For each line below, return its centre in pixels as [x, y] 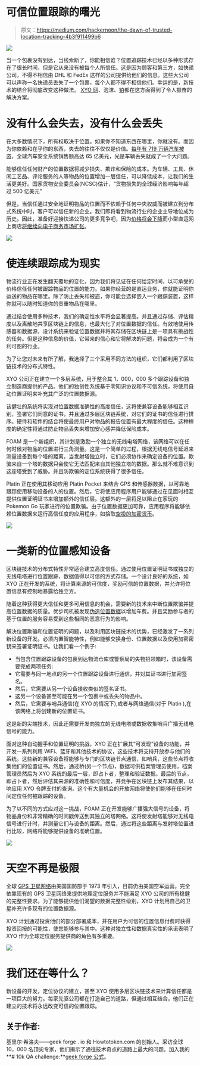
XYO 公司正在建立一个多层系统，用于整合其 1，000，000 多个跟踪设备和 [95, 378]
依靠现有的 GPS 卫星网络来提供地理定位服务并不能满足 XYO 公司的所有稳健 [98, 893]
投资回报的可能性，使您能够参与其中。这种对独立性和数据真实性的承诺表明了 [100, 928]
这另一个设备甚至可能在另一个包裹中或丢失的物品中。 [80, 696]
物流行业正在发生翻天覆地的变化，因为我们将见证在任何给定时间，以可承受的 [100, 281]
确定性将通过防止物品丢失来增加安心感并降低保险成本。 [84, 428]
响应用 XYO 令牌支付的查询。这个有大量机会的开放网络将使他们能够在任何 [97, 788]
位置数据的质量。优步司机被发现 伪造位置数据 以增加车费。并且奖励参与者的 [102, 611]
